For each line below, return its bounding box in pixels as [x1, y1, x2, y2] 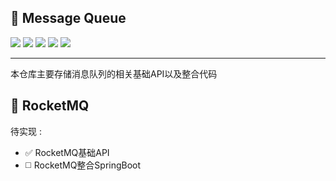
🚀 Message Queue [10, 10, 127, 27]
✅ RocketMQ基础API [24, 146, 110, 158]
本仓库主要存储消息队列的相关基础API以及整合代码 [10, 67, 218, 80]
